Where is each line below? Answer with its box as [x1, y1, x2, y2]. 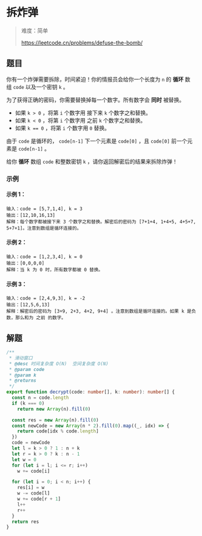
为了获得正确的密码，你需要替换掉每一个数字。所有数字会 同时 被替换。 [6, 96, 185, 104]
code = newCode [12, 440, 50, 446]
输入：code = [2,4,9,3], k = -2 [6, 295, 86, 301]
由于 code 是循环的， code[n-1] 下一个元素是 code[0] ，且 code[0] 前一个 [6, 137, 187, 144]
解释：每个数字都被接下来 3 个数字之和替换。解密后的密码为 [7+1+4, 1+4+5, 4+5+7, [6, 219, 197, 225]
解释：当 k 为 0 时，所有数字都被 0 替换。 [6, 267, 103, 273]
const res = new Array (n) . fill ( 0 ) [12, 417, 99, 423]
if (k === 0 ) [12, 400, 45, 406]
